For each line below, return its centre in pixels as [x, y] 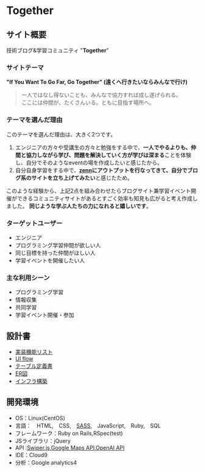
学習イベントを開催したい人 [50, 260]
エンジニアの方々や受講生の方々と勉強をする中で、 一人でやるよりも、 [103, 147]
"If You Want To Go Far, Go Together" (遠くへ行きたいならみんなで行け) [97, 82]
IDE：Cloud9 [31, 455]
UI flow [24, 359]
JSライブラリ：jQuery [43, 441]
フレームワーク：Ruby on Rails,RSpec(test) [69, 433]
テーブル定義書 [34, 366]
